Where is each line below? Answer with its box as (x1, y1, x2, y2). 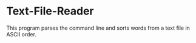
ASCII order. (6, 30, 36, 38)
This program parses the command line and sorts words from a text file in (6, 24, 190, 31)
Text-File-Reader (6, 4, 94, 18)
